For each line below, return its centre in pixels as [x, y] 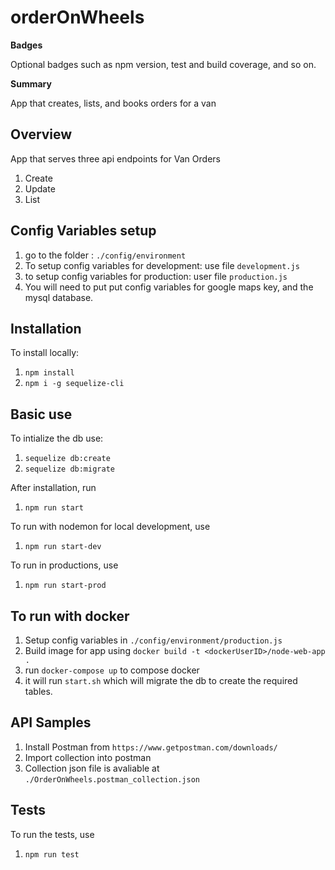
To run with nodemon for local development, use [110, 527]
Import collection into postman [88, 757]
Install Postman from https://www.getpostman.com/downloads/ [151, 747]
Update [40, 188]
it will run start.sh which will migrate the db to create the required [161, 680]
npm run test [52, 854]
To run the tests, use [52, 834]
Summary [31, 83]
